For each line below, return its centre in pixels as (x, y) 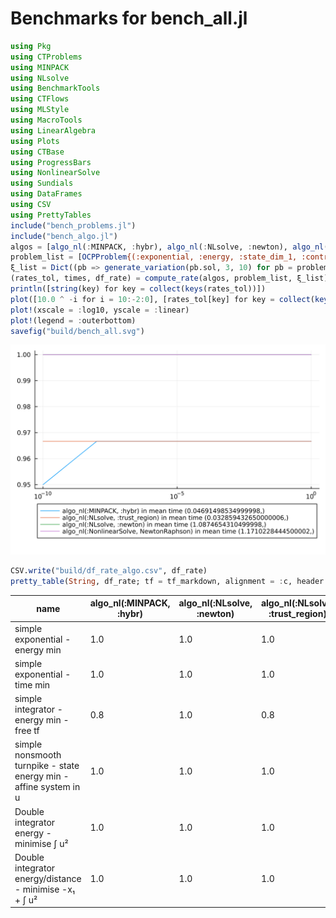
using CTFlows (40, 99)
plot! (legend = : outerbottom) (73, 320)
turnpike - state (47, 766)
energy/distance (48, 878)
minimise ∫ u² (41, 843)
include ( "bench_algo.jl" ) (64, 236)
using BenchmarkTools (55, 88)
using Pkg (31, 46)
